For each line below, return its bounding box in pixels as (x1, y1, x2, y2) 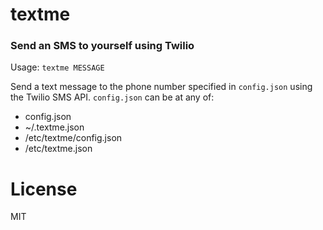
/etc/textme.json (24, 143, 93, 155)
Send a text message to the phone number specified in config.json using (10, 81, 313, 93)
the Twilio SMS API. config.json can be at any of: (10, 91, 215, 103)
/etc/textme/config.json (24, 132, 123, 144)
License (10, 178, 78, 200)
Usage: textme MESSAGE (10, 61, 105, 73)
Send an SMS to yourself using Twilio (10, 39, 195, 53)
